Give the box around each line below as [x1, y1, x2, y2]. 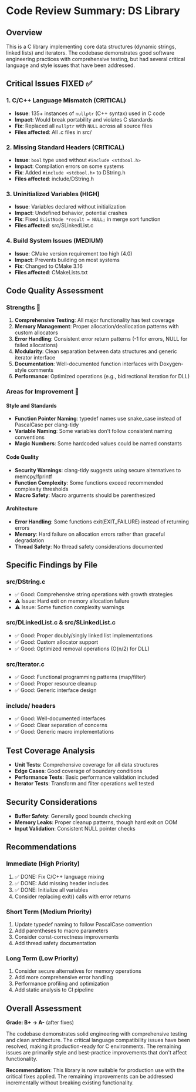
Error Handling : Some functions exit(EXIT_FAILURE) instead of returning [14, 518, 190, 525]
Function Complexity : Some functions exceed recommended [14, 479, 164, 486]
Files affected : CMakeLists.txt [14, 268, 88, 275]
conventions [14, 434, 45, 441]
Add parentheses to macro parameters [14, 927, 109, 934]
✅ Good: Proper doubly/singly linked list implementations [14, 631, 153, 639]
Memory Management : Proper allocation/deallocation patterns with [14, 323, 179, 330]
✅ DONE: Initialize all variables [14, 886, 89, 893]
